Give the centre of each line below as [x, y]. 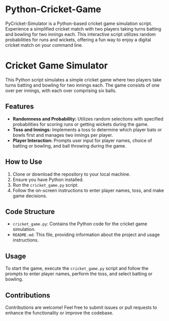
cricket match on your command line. [44, 45]
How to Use [24, 162]
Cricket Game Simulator [57, 66]
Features [20, 107]
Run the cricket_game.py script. [45, 185]
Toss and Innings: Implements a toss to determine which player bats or [87, 129]
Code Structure [30, 211]
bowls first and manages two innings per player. [63, 135]
